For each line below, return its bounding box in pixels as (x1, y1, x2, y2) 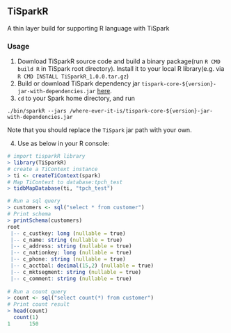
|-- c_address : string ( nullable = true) (10, 243, 132, 250)
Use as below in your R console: (17, 139, 110, 148)
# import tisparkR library (7, 153, 86, 160)
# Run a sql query (7, 197, 61, 204)
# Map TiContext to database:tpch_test (7, 179, 123, 186)
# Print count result (7, 301, 70, 308)
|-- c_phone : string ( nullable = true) (10, 256, 127, 263)
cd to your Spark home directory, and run (17, 94, 136, 103)
